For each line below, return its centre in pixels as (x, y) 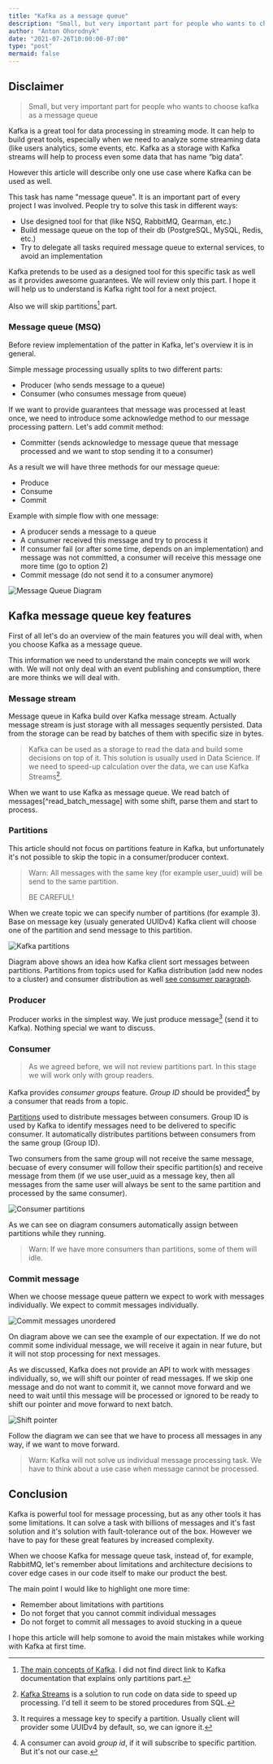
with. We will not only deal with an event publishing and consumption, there (135, 669)
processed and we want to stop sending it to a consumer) (117, 451)
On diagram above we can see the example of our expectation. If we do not (134, 1337)
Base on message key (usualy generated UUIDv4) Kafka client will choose (133, 921)
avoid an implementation (61, 255)
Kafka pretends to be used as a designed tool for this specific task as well (132, 271)
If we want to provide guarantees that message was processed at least (127, 409)
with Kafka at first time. (48, 1646)
